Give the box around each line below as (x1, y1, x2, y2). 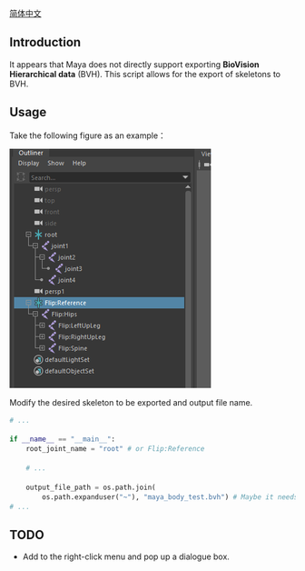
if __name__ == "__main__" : (9, 435, 116, 444)
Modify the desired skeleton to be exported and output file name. (9, 396, 253, 407)
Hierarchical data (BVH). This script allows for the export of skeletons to (9, 68, 281, 79)
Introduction (9, 35, 82, 50)
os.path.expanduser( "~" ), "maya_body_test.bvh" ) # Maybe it (42, 492, 274, 502)
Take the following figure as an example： (9, 130, 166, 141)
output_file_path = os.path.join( (25, 483, 156, 492)
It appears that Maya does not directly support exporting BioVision (9, 58, 260, 70)
